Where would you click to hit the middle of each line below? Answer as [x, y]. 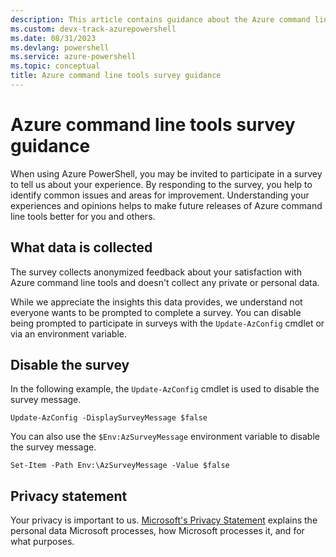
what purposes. [42, 542]
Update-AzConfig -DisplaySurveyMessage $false [109, 418]
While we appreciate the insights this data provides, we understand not [156, 302]
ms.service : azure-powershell [73, 57]
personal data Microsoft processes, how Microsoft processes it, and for [157, 531]
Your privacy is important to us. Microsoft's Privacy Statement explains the [164, 520]
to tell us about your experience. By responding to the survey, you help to [161, 184]
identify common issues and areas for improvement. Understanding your [160, 195]
